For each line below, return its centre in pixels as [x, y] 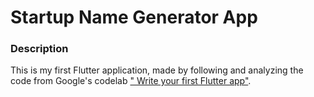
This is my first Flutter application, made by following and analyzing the [157, 70]
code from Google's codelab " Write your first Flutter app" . [131, 81]
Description [39, 49]
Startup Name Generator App [134, 17]
